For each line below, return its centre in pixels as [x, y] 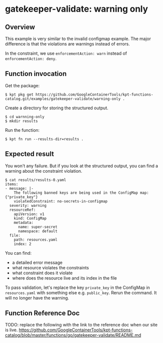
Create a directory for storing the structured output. [57, 108]
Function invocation [36, 74]
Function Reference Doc [42, 313]
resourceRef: [23, 210]
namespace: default [37, 231]
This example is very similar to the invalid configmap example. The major [78, 39]
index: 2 [23, 244]
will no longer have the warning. [37, 298]
